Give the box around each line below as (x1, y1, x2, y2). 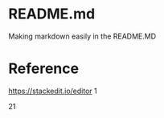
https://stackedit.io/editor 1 (8, 86, 98, 96)
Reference (8, 59, 79, 78)
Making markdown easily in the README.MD (8, 31, 157, 41)
